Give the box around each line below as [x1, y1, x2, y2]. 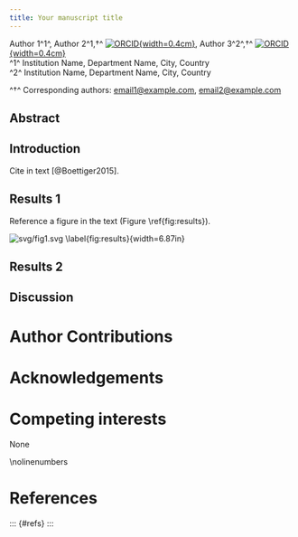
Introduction [9, 141, 81, 156]
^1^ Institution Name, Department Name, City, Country [9, 57, 210, 68]
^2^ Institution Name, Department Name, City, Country [9, 67, 212, 78]
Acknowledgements [9, 367, 164, 388]
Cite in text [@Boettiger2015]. [9, 165, 119, 176]
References [9, 487, 98, 508]
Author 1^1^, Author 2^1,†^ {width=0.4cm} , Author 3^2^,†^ [9, 38, 254, 49]
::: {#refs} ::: [9, 517, 54, 529]
